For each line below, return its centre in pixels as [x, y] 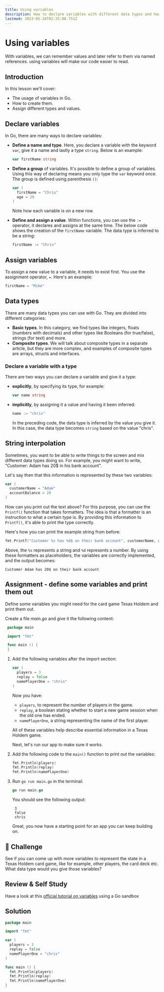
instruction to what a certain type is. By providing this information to [73, 517]
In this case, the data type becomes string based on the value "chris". [83, 428]
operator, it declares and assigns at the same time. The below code [80, 226]
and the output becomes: [31, 560]
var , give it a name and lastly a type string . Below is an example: [77, 150]
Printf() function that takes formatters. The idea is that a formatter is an [78, 512]
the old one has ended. [42, 715]
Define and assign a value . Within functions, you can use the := [77, 220]
